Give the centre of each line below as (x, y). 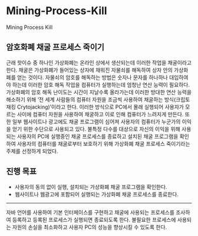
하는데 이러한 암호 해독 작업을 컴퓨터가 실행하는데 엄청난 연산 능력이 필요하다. (101, 84)
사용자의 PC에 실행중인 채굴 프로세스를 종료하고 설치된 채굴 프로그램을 (98, 136)
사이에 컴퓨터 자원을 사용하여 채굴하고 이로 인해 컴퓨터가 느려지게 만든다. (100, 114)
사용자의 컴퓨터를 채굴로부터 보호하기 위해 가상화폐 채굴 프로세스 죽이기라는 (103, 143)
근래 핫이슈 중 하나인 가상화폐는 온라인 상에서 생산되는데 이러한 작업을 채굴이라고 (99, 63)
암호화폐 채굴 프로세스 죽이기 (55, 47)
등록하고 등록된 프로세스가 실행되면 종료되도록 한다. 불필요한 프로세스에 (94, 219)
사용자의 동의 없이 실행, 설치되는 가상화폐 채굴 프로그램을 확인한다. (91, 186)
